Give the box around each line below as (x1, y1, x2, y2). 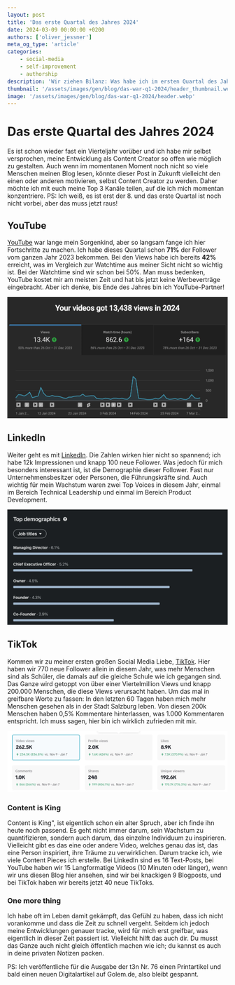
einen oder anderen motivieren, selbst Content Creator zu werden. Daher (7, 177, 218, 185)
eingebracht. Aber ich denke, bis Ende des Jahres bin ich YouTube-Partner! (7, 283, 225, 291)
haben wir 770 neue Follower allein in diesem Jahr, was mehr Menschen (7, 664, 215, 673)
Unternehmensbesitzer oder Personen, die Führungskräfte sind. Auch (7, 473, 208, 481)
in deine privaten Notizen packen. (7, 949, 105, 958)
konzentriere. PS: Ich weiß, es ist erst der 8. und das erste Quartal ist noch (7, 192, 222, 200)
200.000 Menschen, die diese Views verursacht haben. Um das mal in (7, 687, 210, 695)
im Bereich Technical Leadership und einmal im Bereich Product (7, 488, 192, 496)
